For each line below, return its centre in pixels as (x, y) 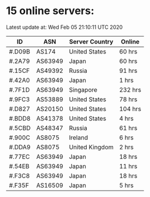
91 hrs (128, 71)
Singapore (83, 89)
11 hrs (128, 166)
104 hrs (130, 109)
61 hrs (128, 128)
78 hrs (128, 99)
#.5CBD (20, 128)
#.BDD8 (20, 118)
